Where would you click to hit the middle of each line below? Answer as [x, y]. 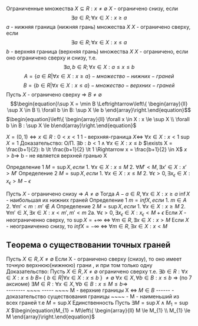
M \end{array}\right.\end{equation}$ [51, 317]
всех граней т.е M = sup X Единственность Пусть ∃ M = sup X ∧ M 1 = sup [97, 304]
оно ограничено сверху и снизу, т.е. [52, 58]
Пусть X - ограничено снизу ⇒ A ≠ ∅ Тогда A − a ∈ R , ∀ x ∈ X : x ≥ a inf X [98, 194]
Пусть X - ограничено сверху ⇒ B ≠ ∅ [54, 94]
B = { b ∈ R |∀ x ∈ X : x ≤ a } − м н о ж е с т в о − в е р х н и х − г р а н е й [99, 85]
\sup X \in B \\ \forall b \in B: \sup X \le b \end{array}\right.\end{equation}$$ [99, 110]
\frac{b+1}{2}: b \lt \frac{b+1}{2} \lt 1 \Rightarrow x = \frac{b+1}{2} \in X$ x [97, 149]
